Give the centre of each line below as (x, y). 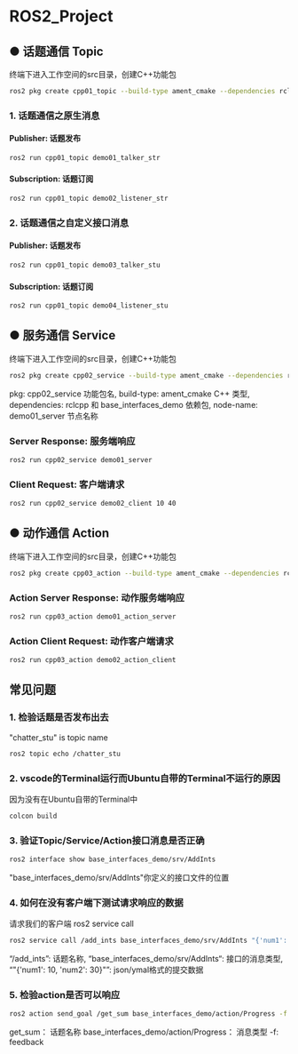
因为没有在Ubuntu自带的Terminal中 (74, 799)
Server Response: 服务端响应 (72, 441)
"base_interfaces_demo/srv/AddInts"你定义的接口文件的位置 (119, 878)
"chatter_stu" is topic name (59, 737)
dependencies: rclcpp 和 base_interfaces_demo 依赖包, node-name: (134, 404)
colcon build (33, 816)
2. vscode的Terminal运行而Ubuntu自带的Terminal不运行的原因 (145, 778)
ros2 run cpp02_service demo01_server (81, 460)
